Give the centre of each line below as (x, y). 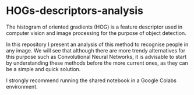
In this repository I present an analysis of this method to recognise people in (97, 44)
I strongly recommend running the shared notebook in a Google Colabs (91, 80)
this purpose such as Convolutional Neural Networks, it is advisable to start (96, 57)
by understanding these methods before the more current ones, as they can (97, 63)
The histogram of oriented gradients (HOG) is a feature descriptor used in (94, 27)
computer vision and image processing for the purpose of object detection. (96, 33)
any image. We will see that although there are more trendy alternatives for (96, 50)
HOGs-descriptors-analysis (75, 11)
